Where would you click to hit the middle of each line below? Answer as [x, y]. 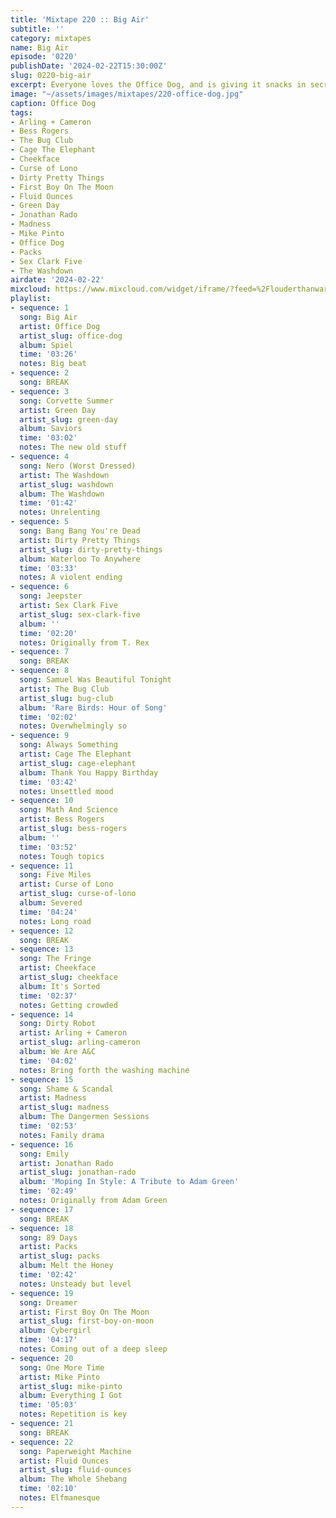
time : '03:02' [48, 438]
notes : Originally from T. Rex [84, 642]
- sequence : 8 [40, 671]
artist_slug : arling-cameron [80, 1042]
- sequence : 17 [42, 1209]
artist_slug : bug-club [66, 698]
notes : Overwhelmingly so [73, 726]
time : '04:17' [48, 1340]
